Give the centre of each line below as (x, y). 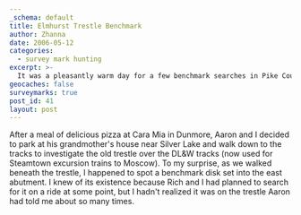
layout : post (34, 109)
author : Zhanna (38, 34)
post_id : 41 (31, 101)
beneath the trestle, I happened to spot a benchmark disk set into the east (146, 173)
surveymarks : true (43, 92)
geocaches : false (42, 84)
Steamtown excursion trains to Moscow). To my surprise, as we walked (141, 163)
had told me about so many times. (72, 202)
